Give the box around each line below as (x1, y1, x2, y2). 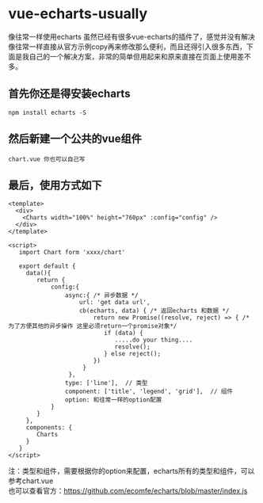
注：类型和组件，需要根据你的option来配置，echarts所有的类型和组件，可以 (8, 467, 255, 476)
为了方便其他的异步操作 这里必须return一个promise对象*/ (8, 322, 177, 330)
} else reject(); (104, 350, 161, 358)
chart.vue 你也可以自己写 (8, 155, 86, 163)
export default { (18, 262, 77, 270)
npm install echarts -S (8, 109, 87, 116)
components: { (25, 424, 73, 432)
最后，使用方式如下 (8, 178, 102, 192)
